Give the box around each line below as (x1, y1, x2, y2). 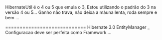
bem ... (5, 15, 20, 20)
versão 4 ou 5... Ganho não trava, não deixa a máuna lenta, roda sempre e (5, 9, 158, 15)
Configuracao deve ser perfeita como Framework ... (5, 30, 112, 35)
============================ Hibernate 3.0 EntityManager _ (5, 24, 150, 30)
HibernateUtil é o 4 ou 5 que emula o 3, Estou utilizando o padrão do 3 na (5, 4, 156, 10)
